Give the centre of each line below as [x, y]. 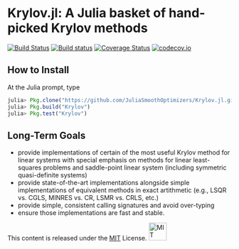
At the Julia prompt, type [44, 87]
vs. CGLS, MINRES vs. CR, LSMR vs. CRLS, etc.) [88, 198]
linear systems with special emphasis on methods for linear [105, 160]
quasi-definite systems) [52, 175]
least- [202, 160]
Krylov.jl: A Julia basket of [87, 13]
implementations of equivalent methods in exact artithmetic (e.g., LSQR [122, 190]
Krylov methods [99, 28]
